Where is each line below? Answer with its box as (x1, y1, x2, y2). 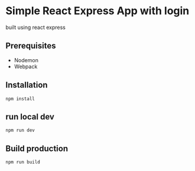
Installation (5, 80, 48, 90)
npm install (5, 96, 35, 102)
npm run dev (5, 127, 35, 134)
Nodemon (14, 56, 39, 63)
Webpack (14, 63, 38, 70)
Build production (5, 143, 69, 153)
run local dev (5, 111, 54, 122)
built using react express (5, 24, 66, 31)
